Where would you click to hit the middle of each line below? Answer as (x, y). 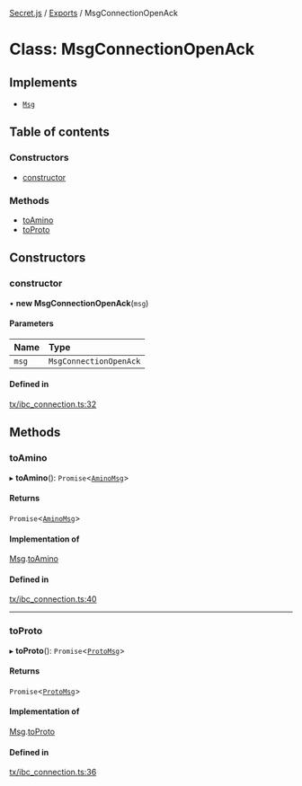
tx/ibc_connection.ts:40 (53, 599)
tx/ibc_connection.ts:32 (53, 404)
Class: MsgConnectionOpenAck (132, 49)
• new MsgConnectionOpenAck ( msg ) (79, 303)
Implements (44, 82)
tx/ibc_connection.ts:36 (53, 773)
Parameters (31, 323)
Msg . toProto (32, 732)
